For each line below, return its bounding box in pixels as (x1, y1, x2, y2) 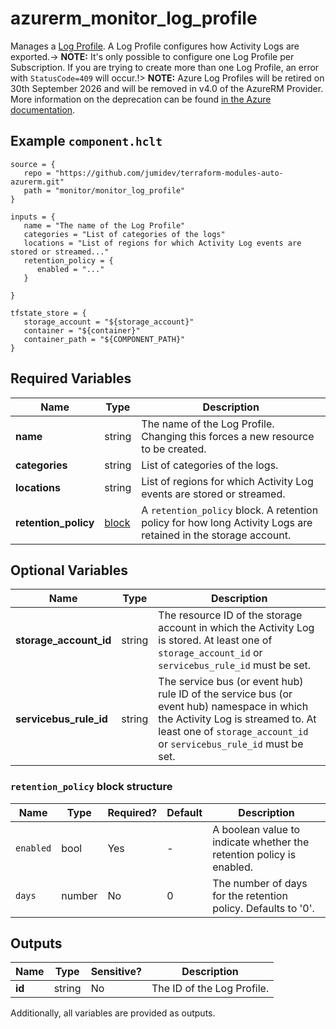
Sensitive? (90, 965, 142, 979)
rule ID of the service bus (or (158, 687, 293, 701)
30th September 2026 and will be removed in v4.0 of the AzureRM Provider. (10, 82, 324, 94)
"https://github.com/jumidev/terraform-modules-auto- (54, 168, 284, 178)
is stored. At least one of (158, 633, 273, 647)
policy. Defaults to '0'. (212, 901, 315, 915)
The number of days (212, 876, 308, 890)
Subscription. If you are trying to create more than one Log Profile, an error (10, 61, 320, 73)
